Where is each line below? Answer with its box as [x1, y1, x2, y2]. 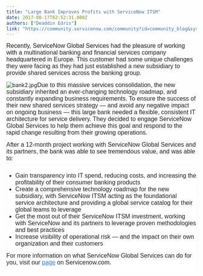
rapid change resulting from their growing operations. [6, 129, 148, 136]
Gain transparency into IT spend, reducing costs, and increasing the [14, 172, 196, 179]
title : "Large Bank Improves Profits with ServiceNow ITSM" [6, 8, 161, 15]
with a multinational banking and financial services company [6, 49, 167, 56]
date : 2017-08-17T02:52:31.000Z [6, 14, 88, 21]
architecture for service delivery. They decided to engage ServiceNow [6, 115, 192, 123]
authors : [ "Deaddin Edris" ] [6, 20, 77, 26]
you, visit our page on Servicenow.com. [6, 259, 112, 266]
